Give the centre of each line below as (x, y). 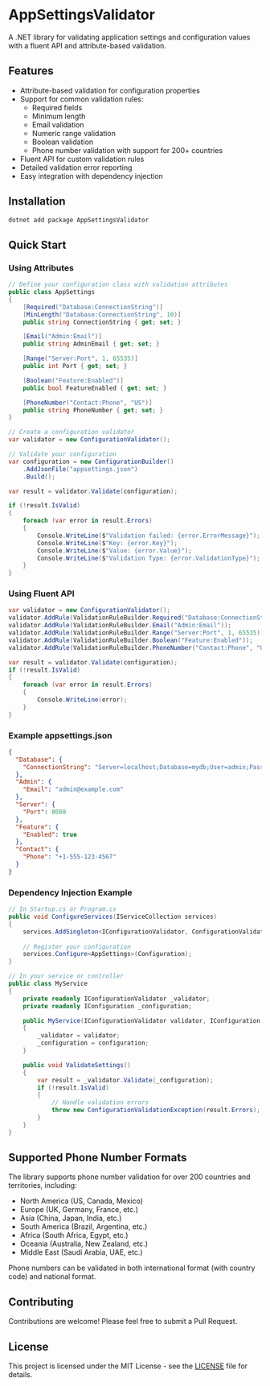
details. (20, 1375)
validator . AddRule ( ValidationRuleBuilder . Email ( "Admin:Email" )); (120, 626)
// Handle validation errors (100, 1103)
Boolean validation (63, 142)
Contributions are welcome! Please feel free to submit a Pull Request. (123, 1322)
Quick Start (37, 244)
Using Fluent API (41, 594)
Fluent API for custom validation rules (82, 159)
